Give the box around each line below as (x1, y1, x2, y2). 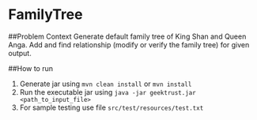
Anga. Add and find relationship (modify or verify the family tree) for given (8, 39, 250, 49)
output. (8, 48, 32, 58)
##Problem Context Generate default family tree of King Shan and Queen (8, 32, 247, 41)
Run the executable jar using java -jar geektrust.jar (19, 87, 196, 96)
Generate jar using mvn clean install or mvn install (19, 79, 192, 88)
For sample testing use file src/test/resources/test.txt (19, 103, 204, 112)
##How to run (8, 63, 54, 73)
